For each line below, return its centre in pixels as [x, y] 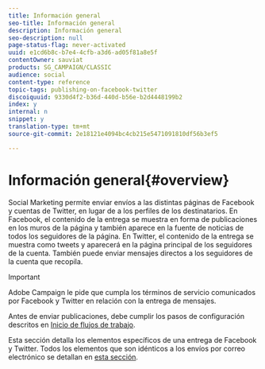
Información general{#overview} [119, 180]
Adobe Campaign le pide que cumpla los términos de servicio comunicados [132, 292]
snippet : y [26, 119]
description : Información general [65, 30]
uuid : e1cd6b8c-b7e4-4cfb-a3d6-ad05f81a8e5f [83, 52]
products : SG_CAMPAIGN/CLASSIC [60, 68]
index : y [23, 104]
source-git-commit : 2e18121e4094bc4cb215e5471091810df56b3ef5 [113, 134]
